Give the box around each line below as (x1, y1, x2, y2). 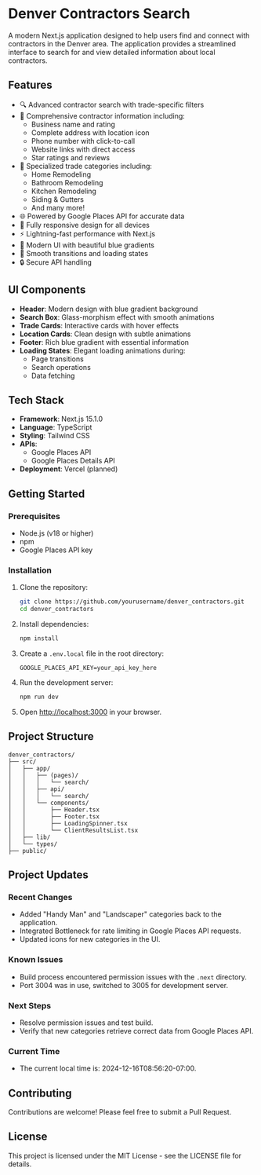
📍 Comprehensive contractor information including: (19, 111, 186, 120)
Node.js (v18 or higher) (19, 529, 94, 538)
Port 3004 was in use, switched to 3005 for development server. (19, 980, 229, 990)
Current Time (8, 1045, 60, 1056)
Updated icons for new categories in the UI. (19, 935, 161, 944)
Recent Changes (8, 891, 73, 902)
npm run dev (19, 693, 59, 701)
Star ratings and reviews (31, 152, 111, 162)
